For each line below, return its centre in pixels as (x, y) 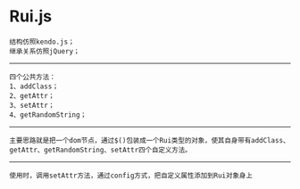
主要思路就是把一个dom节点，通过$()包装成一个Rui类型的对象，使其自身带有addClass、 (150, 140)
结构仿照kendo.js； (42, 42)
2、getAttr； (32, 95)
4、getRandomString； (48, 115)
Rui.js (31, 16)
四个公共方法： (33, 77)
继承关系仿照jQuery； (45, 51)
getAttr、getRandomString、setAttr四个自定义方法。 (100, 150)
